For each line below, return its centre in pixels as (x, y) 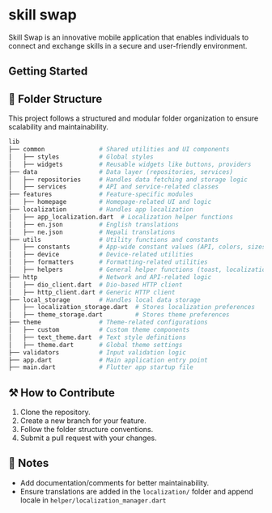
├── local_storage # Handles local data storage (104, 300)
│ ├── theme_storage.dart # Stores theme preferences (119, 315)
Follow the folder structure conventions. (87, 430)
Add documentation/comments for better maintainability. (114, 482)
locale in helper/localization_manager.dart (93, 500)
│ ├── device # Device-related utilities (101, 255)
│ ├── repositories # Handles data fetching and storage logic (128, 180)
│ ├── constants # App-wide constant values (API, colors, (126, 247)
